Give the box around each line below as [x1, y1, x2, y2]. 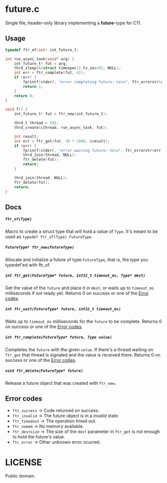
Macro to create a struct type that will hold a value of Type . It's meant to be [5, 228, 158, 234]
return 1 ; [23, 84, 43, 89]
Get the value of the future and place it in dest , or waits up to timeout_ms [5, 284, 154, 291]
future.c [5, 3, 40, 15]
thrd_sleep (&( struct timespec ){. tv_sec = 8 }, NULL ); [14, 66, 121, 70]
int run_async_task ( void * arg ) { [5, 56, 75, 62]
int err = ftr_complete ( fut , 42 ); [14, 70, 85, 75]
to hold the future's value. [12, 434, 66, 440]
